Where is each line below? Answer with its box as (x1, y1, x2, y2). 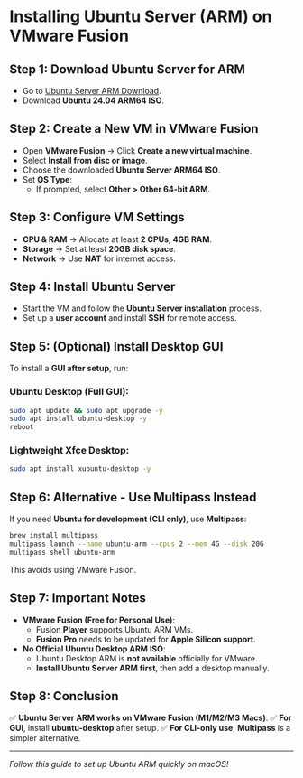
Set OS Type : (22, 173, 72, 184)
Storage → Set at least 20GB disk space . (22, 243, 176, 254)
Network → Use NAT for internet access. (22, 253, 176, 264)
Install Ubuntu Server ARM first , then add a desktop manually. (35, 662, 270, 673)
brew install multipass (9, 531, 99, 540)
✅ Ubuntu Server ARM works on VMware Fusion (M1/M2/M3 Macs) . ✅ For (9, 712, 292, 724)
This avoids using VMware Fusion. (9, 564, 137, 575)
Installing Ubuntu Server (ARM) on (9, 6, 272, 27)
